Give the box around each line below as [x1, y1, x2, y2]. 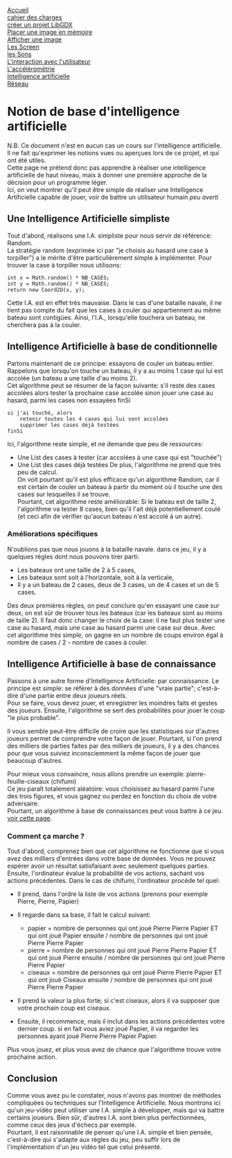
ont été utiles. [7, 156, 46, 164]
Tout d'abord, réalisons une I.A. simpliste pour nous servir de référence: [7, 231, 213, 240]
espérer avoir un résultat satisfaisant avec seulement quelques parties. [7, 861, 210, 870]
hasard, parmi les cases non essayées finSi [7, 396, 131, 404]
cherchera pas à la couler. [7, 320, 82, 328]
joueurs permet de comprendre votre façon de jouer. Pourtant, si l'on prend [7, 734, 222, 742]
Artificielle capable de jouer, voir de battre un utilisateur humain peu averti [7, 193, 219, 201]
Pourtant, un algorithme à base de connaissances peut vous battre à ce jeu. [7, 807, 223, 815]
